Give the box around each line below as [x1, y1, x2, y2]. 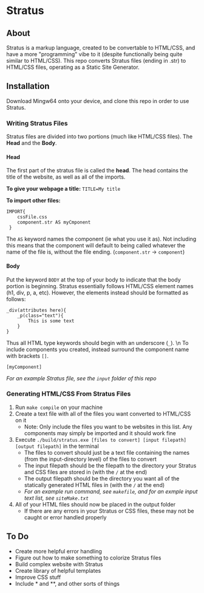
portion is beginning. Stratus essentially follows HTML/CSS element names [6, 282, 194, 289]
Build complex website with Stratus [15, 560, 103, 567]
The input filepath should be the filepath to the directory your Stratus [24, 461, 197, 469]
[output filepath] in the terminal [15, 442, 99, 450]
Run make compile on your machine [15, 403, 103, 411]
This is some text [28, 318, 75, 324]
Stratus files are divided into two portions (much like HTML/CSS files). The [6, 133, 193, 140]
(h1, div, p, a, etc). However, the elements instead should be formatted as [6, 289, 189, 296]
